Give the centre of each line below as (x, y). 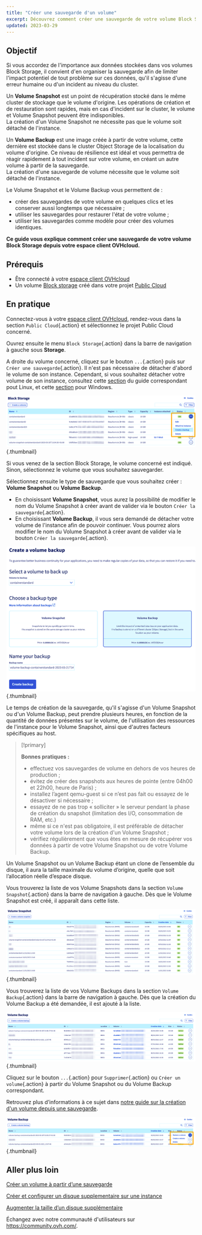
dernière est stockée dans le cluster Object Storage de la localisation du (95, 146)
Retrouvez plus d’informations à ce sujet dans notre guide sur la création (96, 1102)
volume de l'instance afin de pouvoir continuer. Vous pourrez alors (97, 525)
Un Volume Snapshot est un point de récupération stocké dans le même (96, 96)
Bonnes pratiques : (45, 757)
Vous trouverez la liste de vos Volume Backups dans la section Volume (93, 991)
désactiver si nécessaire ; (62, 800)
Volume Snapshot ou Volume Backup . (54, 487)
